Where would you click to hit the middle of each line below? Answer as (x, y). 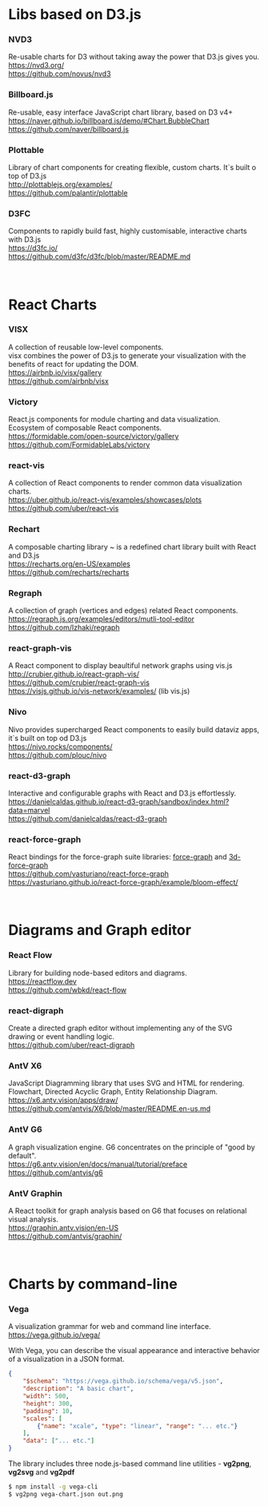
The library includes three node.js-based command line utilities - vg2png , (130, 1464)
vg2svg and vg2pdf (42, 1472)
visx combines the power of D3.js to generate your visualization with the (127, 355)
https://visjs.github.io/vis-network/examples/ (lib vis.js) (99, 691)
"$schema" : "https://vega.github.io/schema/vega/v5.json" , (123, 1381)
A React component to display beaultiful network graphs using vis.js (120, 666)
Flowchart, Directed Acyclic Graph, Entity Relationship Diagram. (113, 1092)
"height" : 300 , (48, 1403)
